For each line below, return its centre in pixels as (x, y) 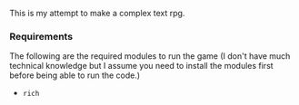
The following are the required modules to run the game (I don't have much (150, 56)
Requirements (41, 36)
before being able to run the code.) (75, 75)
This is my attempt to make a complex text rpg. (97, 13)
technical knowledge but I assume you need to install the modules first (142, 66)
